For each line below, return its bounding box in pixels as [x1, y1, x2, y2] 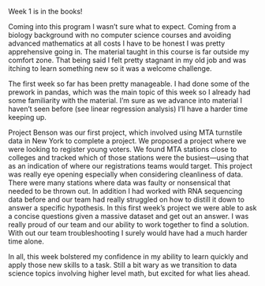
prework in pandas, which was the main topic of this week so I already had [8, 87, 251, 97]
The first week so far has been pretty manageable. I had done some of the [8, 79, 250, 88]
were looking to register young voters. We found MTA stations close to [8, 145, 237, 154]
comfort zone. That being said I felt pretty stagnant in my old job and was [8, 55, 247, 65]
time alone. [8, 236, 45, 246]
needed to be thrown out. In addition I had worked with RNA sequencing [8, 187, 243, 195]
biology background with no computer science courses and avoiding [8, 31, 231, 39]
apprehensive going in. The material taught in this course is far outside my [8, 47, 250, 56]
